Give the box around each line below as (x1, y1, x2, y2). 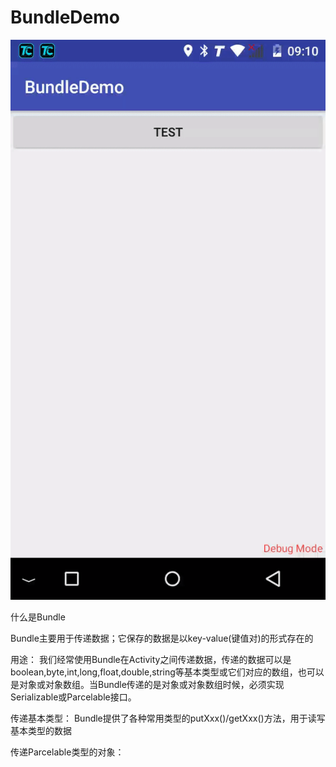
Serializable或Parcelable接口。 (10, 691, 137, 703)
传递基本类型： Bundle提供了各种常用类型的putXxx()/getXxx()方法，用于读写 (10, 712, 326, 724)
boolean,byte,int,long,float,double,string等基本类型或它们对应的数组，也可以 (10, 666, 325, 678)
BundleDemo (10, 6, 120, 29)
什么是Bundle (10, 611, 66, 623)
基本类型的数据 (10, 724, 72, 736)
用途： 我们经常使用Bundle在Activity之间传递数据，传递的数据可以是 (10, 653, 292, 665)
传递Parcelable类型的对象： (10, 746, 125, 758)
